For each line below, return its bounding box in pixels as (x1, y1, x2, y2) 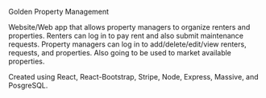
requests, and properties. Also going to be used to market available (8, 48, 232, 57)
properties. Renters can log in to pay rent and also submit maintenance (8, 31, 244, 40)
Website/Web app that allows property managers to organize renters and (8, 22, 251, 31)
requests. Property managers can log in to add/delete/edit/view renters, (8, 39, 247, 49)
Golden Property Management (8, 7, 110, 16)
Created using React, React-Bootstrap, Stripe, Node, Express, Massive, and (8, 72, 260, 81)
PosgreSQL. (8, 80, 48, 90)
